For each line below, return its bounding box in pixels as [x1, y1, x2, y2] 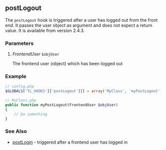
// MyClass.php [5, 98, 37, 103]
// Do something [14, 112, 48, 116]
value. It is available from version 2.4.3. [5, 27, 85, 34]
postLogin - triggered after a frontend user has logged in [12, 139, 128, 145]
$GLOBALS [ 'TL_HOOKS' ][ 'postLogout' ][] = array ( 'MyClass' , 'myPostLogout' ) [5, 89, 163, 94]
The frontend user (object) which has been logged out [12, 61, 123, 67]
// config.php [5, 84, 35, 89]
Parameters [5, 39, 34, 46]
